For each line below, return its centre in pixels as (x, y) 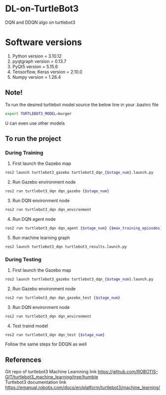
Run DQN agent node (34, 219)
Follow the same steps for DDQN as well (46, 344)
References (23, 360)
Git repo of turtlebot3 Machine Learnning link (51, 372)
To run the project (33, 138)
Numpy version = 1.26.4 (37, 77)
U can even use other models (35, 123)
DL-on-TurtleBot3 (42, 9)
